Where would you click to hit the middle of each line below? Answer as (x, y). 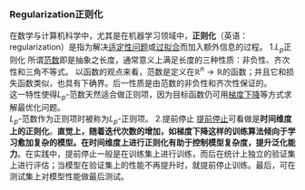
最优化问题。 (41, 107)
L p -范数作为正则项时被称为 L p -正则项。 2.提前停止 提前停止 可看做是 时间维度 (151, 119)
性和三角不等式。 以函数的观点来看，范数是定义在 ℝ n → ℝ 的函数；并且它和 (148, 71)
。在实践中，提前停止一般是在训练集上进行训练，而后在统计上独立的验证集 (157, 154)
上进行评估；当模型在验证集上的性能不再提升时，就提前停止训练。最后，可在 (152, 166)
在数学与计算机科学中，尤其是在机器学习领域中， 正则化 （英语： (128, 36)
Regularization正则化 (56, 14)
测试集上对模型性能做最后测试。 (69, 176)
